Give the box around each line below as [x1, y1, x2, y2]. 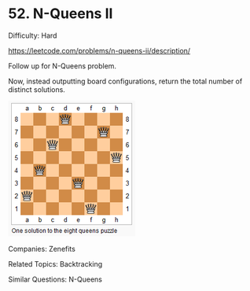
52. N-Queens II [8, 5, 113, 23]
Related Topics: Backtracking [8, 259, 103, 268]
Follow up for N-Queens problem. [8, 61, 116, 71]
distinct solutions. [8, 84, 65, 94]
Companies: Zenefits [8, 244, 76, 253]
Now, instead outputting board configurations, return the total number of [8, 76, 243, 86]
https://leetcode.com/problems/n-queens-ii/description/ [8, 46, 191, 55]
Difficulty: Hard [8, 31, 57, 40]
